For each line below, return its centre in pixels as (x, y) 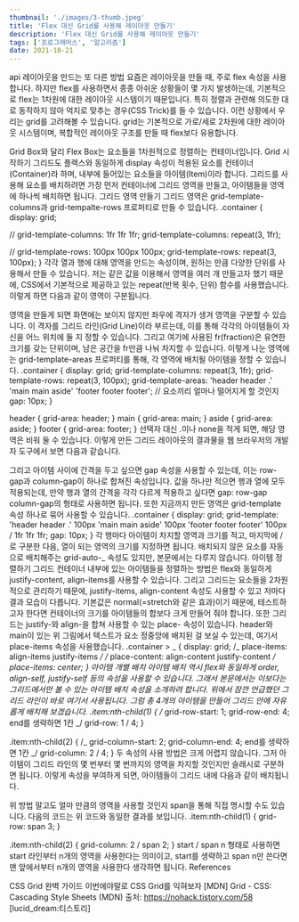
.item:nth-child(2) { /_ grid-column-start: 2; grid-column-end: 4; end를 (138, 742)
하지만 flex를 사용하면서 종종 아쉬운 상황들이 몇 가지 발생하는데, (145, 88)
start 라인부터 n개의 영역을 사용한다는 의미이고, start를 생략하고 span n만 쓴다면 (148, 856)
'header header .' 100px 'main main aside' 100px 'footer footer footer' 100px (148, 525)
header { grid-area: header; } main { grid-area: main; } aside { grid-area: (141, 419)
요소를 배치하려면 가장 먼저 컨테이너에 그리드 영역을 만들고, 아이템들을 (147, 185)
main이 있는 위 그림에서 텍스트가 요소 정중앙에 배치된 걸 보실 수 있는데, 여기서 (144, 636)
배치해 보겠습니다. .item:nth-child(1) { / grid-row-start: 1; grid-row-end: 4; (158, 712)
